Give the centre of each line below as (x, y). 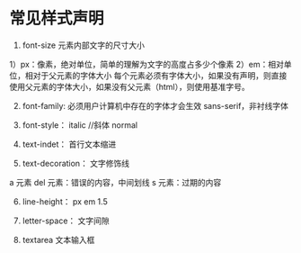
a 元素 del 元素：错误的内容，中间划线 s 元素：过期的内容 (115, 182)
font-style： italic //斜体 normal (80, 125)
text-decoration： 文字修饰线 (76, 163)
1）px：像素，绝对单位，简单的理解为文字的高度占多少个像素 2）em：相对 (147, 64)
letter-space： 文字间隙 (66, 221)
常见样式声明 (57, 18)
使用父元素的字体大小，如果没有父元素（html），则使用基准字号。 (129, 86)
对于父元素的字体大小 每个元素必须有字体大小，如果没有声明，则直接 (160, 75)
